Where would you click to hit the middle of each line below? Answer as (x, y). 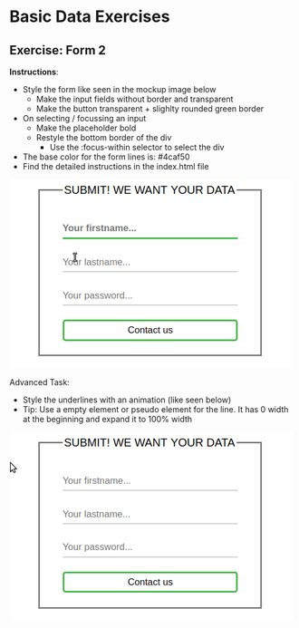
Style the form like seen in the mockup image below (119, 89)
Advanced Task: (39, 382)
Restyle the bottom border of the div (104, 137)
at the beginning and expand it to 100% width (107, 419)
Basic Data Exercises (90, 17)
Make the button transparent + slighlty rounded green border (150, 109)
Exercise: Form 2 (58, 50)
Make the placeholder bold (86, 128)
